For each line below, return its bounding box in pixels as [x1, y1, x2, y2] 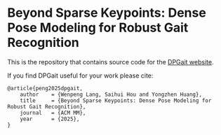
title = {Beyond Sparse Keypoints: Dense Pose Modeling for [20, 97, 212, 104]
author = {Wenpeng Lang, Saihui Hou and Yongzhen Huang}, [20, 91, 202, 98]
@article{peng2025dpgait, [7, 85, 83, 92]
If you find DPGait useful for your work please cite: [7, 71, 154, 80]
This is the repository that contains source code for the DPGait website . [7, 57, 214, 66]
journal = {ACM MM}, [20, 109, 86, 116]
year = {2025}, [20, 115, 80, 122]
